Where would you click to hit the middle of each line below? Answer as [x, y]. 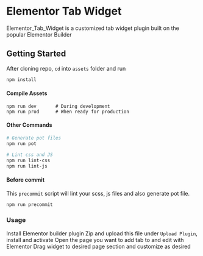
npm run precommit [30, 204]
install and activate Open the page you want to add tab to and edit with [95, 240]
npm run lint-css [28, 160]
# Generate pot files [34, 138]
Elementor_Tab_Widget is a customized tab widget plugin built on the [93, 28]
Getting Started [36, 54]
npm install [21, 80]
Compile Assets [27, 93]
